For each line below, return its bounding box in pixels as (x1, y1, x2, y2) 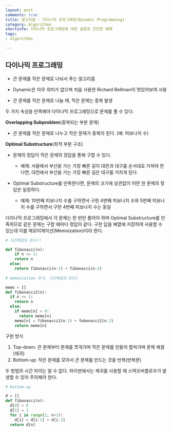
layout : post (5, 7, 33, 13)
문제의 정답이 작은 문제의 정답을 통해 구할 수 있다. (12, 152, 111, 158)
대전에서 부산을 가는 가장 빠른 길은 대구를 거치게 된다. (31, 169, 139, 175)
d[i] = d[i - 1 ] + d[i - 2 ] (14, 417, 66, 422)
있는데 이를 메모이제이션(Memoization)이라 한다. (5, 227, 104, 233)
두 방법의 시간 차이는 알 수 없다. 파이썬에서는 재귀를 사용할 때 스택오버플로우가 (5, 367, 162, 374)
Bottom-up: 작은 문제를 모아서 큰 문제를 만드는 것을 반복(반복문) (12, 357, 142, 363)
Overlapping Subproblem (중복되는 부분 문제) (5, 119, 99, 125)
